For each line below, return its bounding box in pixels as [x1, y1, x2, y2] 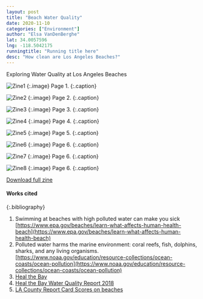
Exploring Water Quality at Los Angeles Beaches [6, 70, 127, 77]
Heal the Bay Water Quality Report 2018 [15, 279, 114, 286]
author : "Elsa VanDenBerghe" [6, 31, 80, 38]
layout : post [6, 8, 39, 15]
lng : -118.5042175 [6, 43, 53, 49]
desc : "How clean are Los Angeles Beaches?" [6, 54, 121, 60]
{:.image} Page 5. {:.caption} [27, 129, 99, 136]
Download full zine [6, 176, 53, 183]
